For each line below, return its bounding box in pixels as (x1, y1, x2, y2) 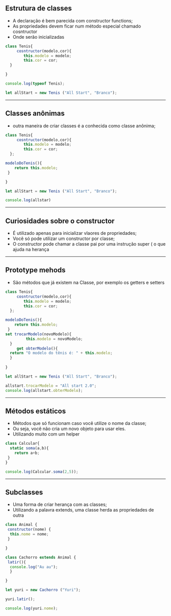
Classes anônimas (5, 109, 65, 118)
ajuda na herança (12, 247, 49, 253)
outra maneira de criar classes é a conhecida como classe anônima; (12, 122, 156, 129)
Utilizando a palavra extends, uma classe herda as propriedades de (12, 507, 154, 513)
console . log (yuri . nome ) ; (5, 606, 58, 611)
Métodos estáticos (5, 407, 66, 415)
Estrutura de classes (5, 4, 72, 13)
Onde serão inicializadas (12, 34, 65, 40)
